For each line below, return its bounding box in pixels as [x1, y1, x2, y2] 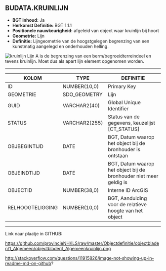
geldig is [108, 179, 127, 185]
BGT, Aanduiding [108, 195, 147, 202]
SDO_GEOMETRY [62, 91, 103, 98]
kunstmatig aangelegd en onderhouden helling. [12, 43, 109, 49]
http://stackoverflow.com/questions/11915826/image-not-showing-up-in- [5, 255, 154, 261]
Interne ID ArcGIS [108, 186, 148, 193]
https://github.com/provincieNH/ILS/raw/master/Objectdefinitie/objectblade [5, 240, 160, 246]
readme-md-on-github [5, 260, 51, 266]
